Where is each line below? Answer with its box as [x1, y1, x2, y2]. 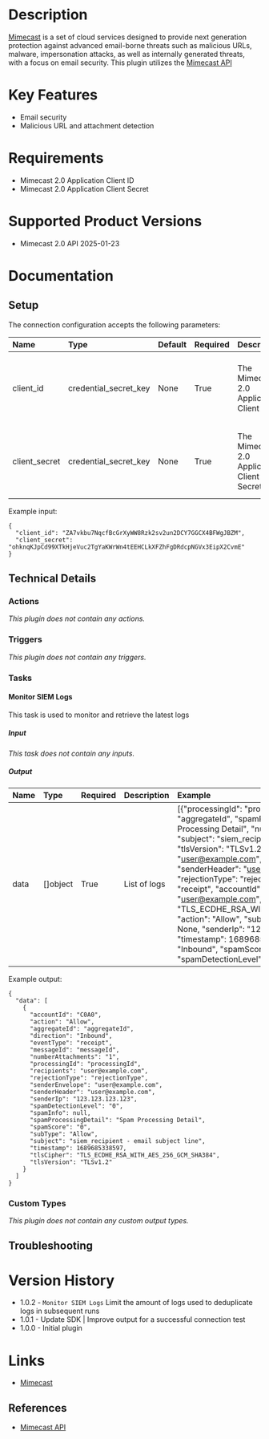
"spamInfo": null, [29, 1109, 91, 1117]
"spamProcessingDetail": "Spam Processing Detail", [29, 1116, 206, 1124]
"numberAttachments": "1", [29, 1052, 120, 1060]
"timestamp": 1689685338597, [29, 1144, 127, 1152]
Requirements [8, 149, 104, 168]
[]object [42, 878, 74, 890]
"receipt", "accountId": [177, 883, 263, 894]
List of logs [123, 878, 166, 890]
